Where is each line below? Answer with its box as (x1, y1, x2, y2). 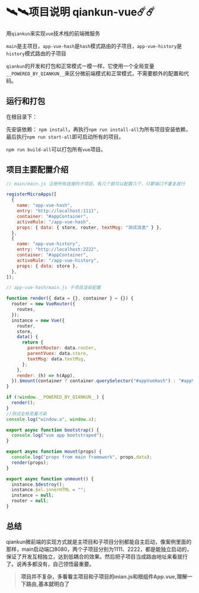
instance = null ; (11, 492, 54, 498)
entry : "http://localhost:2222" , (17, 246, 99, 252)
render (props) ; (11, 460, 49, 466)
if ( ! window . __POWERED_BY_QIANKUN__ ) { (6, 395, 105, 400)
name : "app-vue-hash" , (17, 203, 73, 209)
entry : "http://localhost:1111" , (17, 208, 99, 214)
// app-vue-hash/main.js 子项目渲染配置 (6, 285, 101, 291)
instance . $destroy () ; (11, 481, 65, 488)
